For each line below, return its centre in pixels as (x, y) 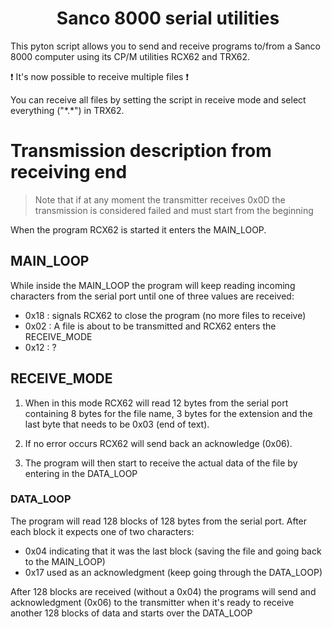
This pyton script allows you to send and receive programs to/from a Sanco (166, 46)
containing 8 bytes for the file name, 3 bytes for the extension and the (168, 413)
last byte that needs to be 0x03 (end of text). (117, 424)
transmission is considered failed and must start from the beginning (174, 210)
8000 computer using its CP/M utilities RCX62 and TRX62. (130, 56)
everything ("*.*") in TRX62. (67, 110)
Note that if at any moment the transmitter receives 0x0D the (160, 199)
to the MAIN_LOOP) (65, 561)
